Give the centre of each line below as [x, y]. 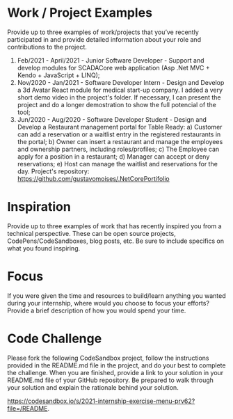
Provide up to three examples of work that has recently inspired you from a [114, 226]
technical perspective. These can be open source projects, [91, 233]
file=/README [27, 408]
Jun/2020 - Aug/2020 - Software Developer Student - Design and [112, 119]
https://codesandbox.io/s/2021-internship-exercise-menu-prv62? [101, 401]
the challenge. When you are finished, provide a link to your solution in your [115, 372]
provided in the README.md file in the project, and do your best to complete [116, 365]
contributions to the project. [47, 47]
